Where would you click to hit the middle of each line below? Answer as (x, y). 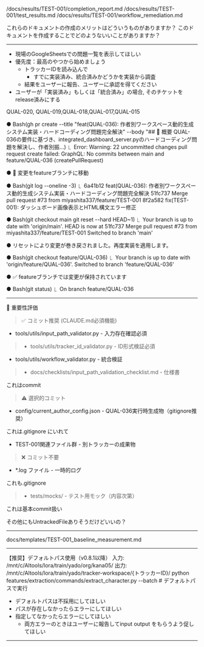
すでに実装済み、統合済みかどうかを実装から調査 (94, 77)
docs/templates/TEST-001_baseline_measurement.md (74, 539)
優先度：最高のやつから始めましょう (60, 61)
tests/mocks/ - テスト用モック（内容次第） (84, 496)
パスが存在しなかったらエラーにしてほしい (68, 609)
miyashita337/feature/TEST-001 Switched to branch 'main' (80, 233)
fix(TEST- (177, 200)
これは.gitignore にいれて (37, 431)
